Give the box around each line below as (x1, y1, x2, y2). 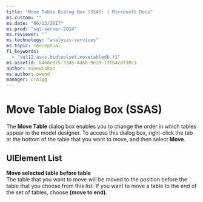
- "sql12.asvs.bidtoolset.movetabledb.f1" (12, 54, 121, 60)
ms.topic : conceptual (6, 43, 61, 49)
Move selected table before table (6, 169, 92, 177)
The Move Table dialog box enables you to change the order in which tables (6, 123, 197, 130)
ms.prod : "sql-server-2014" (6, 25, 78, 32)
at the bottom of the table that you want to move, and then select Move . (6, 136, 186, 143)
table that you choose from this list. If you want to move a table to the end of (6, 182, 197, 189)
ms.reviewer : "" (6, 32, 47, 38)
